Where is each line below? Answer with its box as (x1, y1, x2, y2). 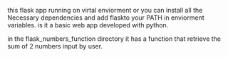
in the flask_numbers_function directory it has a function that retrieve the (7, 34, 222, 43)
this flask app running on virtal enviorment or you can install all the (7, 6, 203, 14)
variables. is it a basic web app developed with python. (7, 21, 169, 29)
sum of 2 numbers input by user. (7, 42, 103, 50)
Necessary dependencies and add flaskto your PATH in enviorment (7, 13, 204, 22)
